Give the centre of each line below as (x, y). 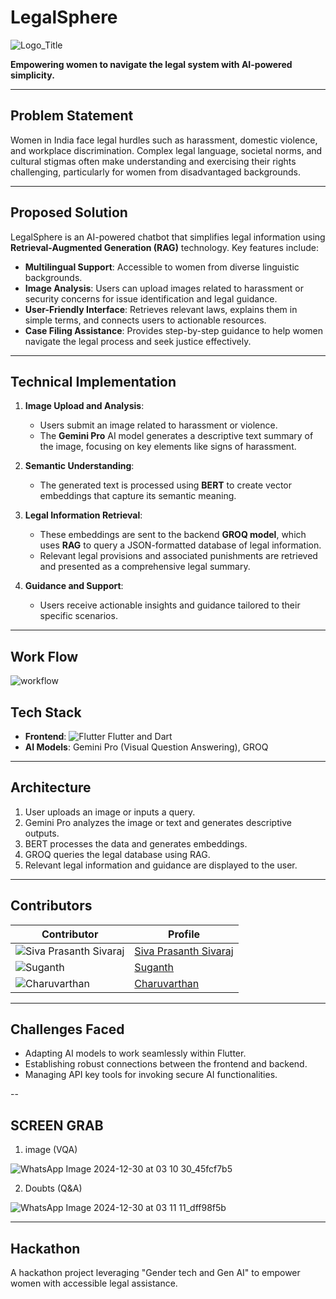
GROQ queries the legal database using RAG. (117, 854)
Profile (184, 934)
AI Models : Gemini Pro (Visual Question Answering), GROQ (146, 747)
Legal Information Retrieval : (83, 515)
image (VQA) (51, 1150)
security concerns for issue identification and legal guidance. (151, 298)
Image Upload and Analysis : (84, 406)
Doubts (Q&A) (53, 1188)
